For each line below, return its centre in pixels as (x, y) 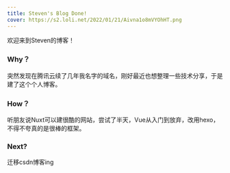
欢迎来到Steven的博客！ (41, 40)
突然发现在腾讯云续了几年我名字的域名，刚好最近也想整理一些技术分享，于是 (115, 75)
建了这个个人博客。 (34, 84)
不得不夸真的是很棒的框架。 (46, 129)
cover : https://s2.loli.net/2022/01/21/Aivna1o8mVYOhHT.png (95, 20)
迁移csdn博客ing (30, 162)
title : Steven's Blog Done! (47, 13)
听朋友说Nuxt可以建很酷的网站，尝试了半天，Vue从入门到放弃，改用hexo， (113, 120)
